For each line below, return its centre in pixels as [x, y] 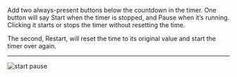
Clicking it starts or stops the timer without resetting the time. [96, 25]
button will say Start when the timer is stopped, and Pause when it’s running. [119, 17]
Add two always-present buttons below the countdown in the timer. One [112, 10]
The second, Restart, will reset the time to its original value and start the [112, 38]
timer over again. [32, 46]
